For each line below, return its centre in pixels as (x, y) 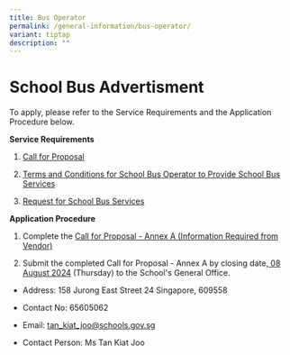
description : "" (40, 43)
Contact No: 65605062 (65, 308)
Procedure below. (42, 122)
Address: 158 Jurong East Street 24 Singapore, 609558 (125, 290)
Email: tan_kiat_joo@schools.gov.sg (89, 325)
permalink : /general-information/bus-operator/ (100, 26)
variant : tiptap (40, 34)
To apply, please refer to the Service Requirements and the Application (140, 113)
